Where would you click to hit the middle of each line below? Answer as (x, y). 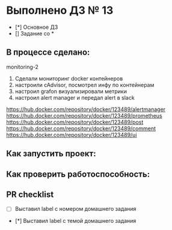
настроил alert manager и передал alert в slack (75, 97)
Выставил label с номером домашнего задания (75, 209)
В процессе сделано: (48, 53)
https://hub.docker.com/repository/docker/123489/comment (81, 128)
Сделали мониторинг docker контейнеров (69, 78)
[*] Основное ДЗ (36, 27)
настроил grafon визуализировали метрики (71, 91)
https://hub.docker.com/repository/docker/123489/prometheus (84, 115)
